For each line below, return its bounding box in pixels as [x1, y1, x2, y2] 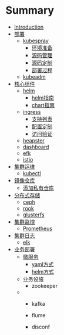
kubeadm [22, 73, 46, 80]
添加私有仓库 [22, 184, 54, 191]
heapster [22, 137, 45, 144]
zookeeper [31, 282, 58, 289]
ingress [22, 108, 41, 115]
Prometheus [22, 225, 53, 232]
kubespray [22, 37, 49, 44]
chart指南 [31, 101, 55, 108]
